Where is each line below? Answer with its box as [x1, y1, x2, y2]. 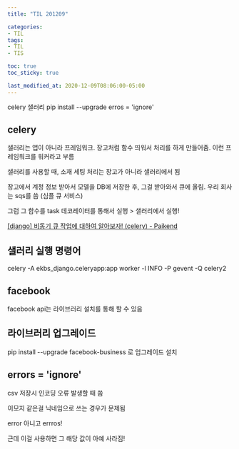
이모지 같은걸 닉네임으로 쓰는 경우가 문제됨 [7, 403, 126, 412]
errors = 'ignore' [7, 368, 82, 381]
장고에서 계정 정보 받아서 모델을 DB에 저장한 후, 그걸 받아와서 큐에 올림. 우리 [7, 182, 219, 191]
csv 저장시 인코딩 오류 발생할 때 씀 [7, 388, 103, 397]
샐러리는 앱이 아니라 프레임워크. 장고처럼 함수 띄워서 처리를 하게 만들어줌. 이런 [7, 143, 225, 152]
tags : [7, 36, 24, 43]
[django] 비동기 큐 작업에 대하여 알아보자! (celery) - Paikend [7, 222, 178, 230]
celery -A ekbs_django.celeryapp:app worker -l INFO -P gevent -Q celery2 [7, 264, 227, 273]
